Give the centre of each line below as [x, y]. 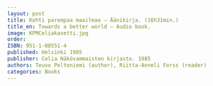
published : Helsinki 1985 [45, 53]
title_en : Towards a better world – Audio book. [79, 26]
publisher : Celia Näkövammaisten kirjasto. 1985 [79, 59]
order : [17, 40]
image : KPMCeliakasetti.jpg [48, 33]
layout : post [26, 14]
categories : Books [34, 71]
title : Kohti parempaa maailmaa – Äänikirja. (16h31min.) [93, 20]
